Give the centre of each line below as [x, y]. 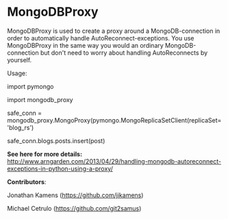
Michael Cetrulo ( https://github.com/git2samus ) [74, 208]
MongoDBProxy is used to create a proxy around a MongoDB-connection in [114, 31]
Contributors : [27, 181]
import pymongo [30, 86]
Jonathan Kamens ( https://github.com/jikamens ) [75, 195]
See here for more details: [45, 154]
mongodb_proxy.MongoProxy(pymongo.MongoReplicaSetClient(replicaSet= [114, 120]
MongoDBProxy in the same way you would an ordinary [86, 45]
